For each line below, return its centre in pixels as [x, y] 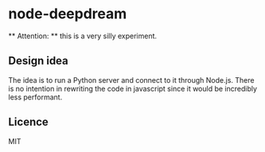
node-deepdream [68, 14]
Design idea [39, 61]
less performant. [35, 97]
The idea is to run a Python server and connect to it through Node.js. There [131, 80]
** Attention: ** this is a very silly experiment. [83, 36]
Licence [29, 122]
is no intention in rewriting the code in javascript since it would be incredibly [132, 88]
